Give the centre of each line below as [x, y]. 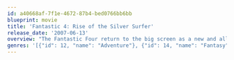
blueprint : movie [32, 20]
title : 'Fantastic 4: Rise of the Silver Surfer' [81, 26]
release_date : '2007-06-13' [48, 33]
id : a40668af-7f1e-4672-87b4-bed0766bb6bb [70, 13]
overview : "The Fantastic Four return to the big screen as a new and [112, 39]
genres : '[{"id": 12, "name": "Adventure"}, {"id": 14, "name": [102, 46]
